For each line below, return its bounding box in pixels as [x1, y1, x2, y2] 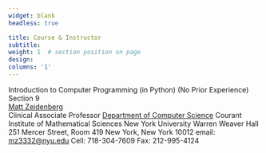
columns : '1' [8, 63, 52, 72]
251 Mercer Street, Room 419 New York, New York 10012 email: [8, 127, 216, 136]
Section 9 [8, 93, 40, 103]
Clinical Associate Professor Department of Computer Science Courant [8, 110, 242, 120]
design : [8, 56, 34, 64]
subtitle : [8, 41, 42, 49]
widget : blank [8, 11, 56, 20]
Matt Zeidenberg [8, 101, 64, 112]
